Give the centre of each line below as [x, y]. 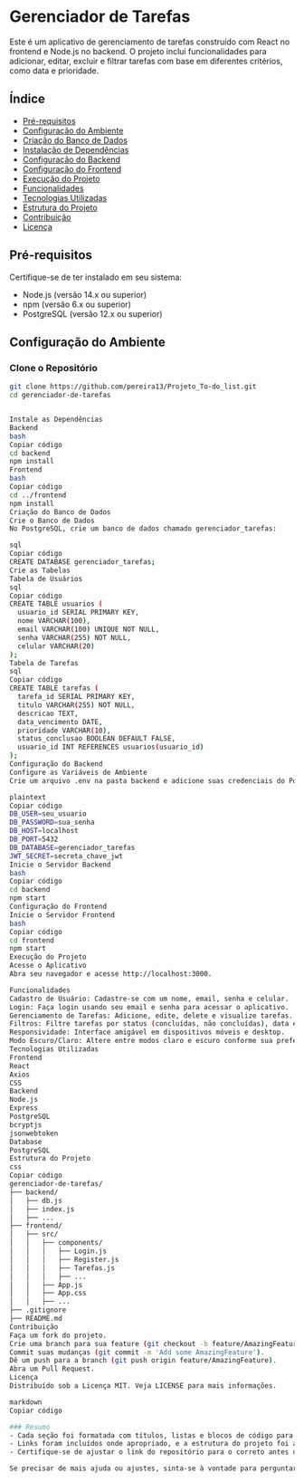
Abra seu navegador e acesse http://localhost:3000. [111, 974]
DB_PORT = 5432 [34, 839]
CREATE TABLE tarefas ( [54, 688]
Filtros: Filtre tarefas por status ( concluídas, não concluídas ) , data [149, 1024]
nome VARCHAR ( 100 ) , [54, 621]
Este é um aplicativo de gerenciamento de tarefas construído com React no [150, 42]
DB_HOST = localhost [44, 831]
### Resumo [30, 1427]
